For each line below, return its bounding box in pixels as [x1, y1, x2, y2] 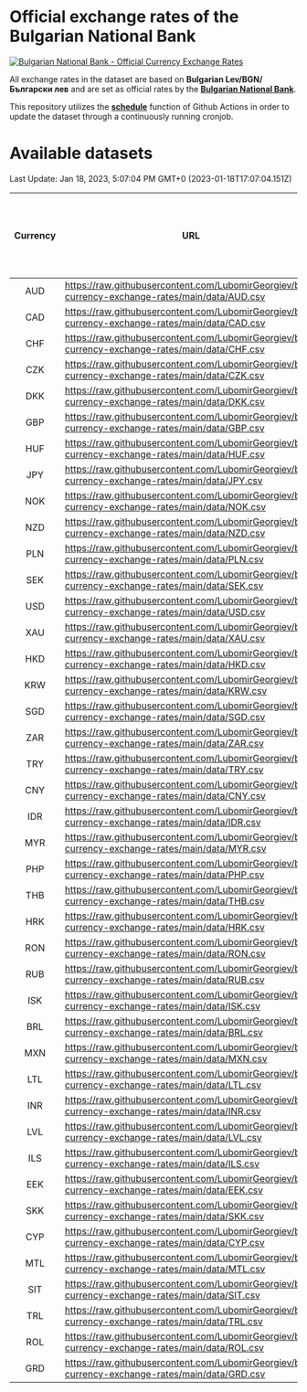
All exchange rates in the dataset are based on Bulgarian [9, 73, 224, 84]
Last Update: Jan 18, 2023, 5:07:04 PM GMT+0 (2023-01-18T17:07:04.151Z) [9, 173, 292, 184]
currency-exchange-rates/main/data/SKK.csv [64, 1209, 265, 1222]
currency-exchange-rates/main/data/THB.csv [64, 894, 265, 907]
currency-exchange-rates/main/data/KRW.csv [64, 684, 268, 696]
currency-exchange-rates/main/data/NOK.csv [64, 500, 267, 513]
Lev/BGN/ [225, 73, 263, 84]
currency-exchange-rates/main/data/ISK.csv [64, 999, 261, 1012]
